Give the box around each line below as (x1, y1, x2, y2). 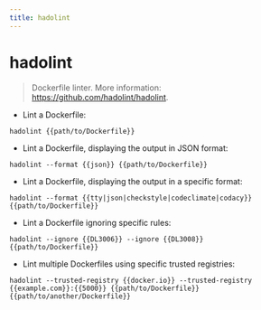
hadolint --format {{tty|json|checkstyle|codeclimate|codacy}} (9, 193, 253, 202)
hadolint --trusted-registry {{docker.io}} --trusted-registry (9, 276, 253, 285)
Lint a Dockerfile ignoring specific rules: (22, 217, 172, 228)
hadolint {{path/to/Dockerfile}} (9, 127, 135, 136)
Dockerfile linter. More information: (31, 82, 162, 93)
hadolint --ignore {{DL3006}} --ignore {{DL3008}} (9, 234, 204, 244)
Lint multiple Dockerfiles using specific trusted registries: (22, 258, 236, 269)
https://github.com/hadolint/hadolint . (31, 91, 169, 102)
